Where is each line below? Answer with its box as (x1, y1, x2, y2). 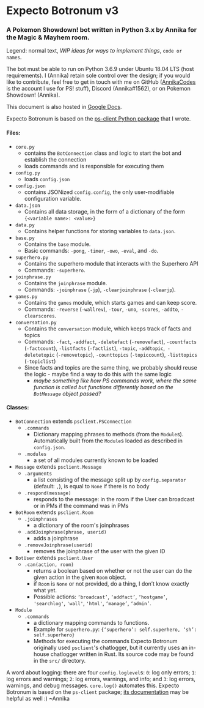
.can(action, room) (24, 561, 75, 568)
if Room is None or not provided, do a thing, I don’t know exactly (33, 579, 189, 587)
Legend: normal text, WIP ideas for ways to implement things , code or (6, 47, 182, 54)
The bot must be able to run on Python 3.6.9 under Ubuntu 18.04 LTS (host (6, 65, 194, 73)
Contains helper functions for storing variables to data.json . (24, 227, 176, 234)
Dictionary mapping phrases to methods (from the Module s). (33, 430, 184, 438)
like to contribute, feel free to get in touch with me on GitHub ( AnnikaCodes (6, 78, 196, 86)
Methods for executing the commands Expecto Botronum (33, 637, 178, 644)
